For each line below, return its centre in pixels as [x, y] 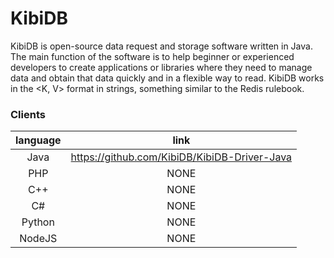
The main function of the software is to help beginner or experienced [152, 56]
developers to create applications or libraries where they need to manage [161, 67]
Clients [28, 114]
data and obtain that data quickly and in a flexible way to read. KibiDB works [167, 78]
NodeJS [38, 239]
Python [38, 222]
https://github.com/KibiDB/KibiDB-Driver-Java [181, 157]
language [38, 140]
